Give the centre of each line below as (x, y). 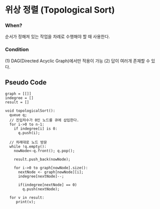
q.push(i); (29, 133)
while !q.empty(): (28, 146)
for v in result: (27, 197)
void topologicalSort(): (30, 111)
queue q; (18, 115)
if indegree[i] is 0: (36, 129)
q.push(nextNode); (41, 189)
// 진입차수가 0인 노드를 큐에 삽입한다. (44, 120)
